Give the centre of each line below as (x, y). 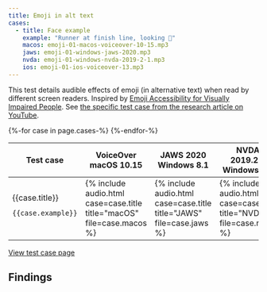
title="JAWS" (178, 213)
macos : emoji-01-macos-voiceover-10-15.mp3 (96, 45)
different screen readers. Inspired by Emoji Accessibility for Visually (119, 98)
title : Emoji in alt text (51, 15)
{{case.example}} (45, 213)
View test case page (42, 252)
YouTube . (24, 115)
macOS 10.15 (116, 165)
